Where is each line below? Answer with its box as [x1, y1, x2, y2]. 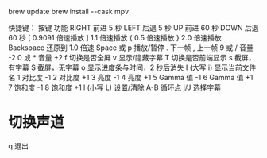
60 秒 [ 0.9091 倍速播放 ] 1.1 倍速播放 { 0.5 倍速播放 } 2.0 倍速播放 [8, 33, 222, 42]
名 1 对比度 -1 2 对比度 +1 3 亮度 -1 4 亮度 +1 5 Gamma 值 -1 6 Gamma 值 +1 [8, 73, 253, 82]
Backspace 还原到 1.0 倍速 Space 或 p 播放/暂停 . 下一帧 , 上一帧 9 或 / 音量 [8, 43, 254, 52]
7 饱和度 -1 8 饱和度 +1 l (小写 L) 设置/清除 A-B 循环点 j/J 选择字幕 [8, 83, 221, 92]
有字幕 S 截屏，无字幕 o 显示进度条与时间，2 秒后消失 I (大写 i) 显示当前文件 [8, 63, 257, 72]
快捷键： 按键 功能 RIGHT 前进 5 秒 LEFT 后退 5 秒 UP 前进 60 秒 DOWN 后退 [8, 23, 259, 33]
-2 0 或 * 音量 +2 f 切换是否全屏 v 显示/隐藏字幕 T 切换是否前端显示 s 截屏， [8, 53, 256, 62]
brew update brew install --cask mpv [8, 7, 130, 16]
